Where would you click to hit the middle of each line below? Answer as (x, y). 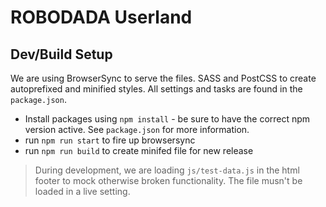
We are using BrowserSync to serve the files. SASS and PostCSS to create (163, 78)
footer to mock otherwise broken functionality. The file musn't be (168, 180)
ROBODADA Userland (101, 17)
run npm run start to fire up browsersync (110, 140)
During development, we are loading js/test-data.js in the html (167, 170)
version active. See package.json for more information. (137, 129)
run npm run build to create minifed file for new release (139, 150)
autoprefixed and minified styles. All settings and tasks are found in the (156, 89)
